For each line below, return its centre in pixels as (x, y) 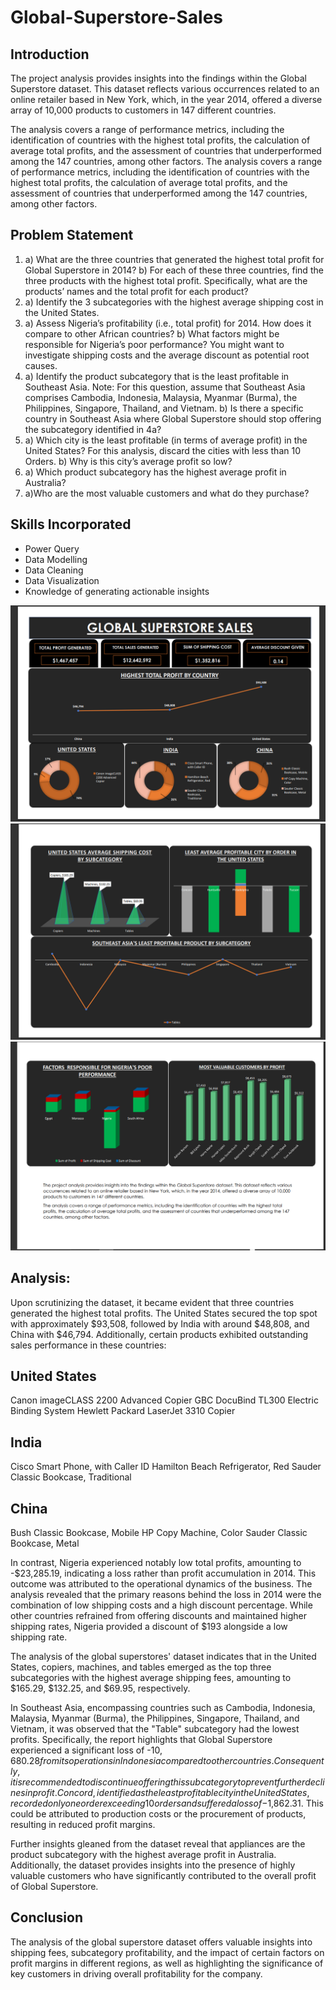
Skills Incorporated (71, 524)
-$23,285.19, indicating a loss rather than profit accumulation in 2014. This (163, 1573)
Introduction (50, 54)
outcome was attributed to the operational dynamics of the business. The (161, 1584)
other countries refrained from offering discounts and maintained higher (158, 1616)
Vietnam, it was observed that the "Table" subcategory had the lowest (155, 1729)
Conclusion (47, 1917)
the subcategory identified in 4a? (93, 429)
